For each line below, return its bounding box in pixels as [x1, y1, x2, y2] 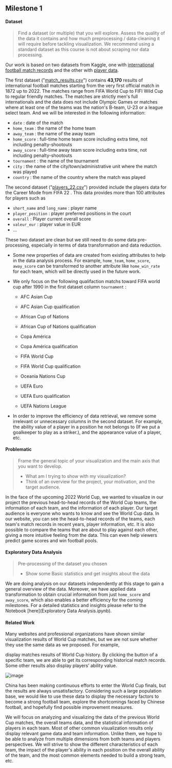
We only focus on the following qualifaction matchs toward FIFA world [12, 278, 160, 284]
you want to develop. [17, 463, 62, 469]
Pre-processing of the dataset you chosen [17, 561, 107, 567]
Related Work [5, 619, 35, 625]
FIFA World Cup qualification [20, 363, 81, 369]
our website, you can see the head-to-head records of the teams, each [5, 515, 155, 522]
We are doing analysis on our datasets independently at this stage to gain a [5, 580, 164, 587]
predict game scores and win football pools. [5, 537, 98, 543]
